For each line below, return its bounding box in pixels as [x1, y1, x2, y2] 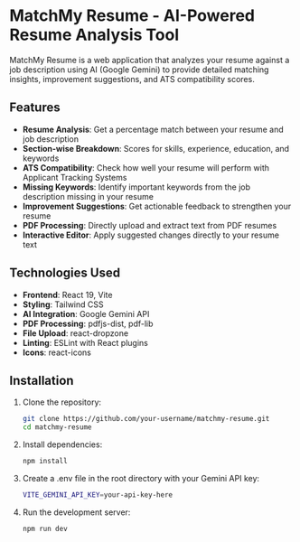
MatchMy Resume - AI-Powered [9, 5, 256, 26]
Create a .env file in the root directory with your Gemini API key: [22, 473, 260, 483]
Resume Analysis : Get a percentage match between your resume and [22, 124, 285, 135]
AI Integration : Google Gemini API [22, 308, 150, 319]
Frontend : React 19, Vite [22, 289, 113, 300]
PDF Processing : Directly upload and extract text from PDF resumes [22, 220, 277, 230]
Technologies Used [9, 266, 120, 281]
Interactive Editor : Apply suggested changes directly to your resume [22, 229, 280, 240]
